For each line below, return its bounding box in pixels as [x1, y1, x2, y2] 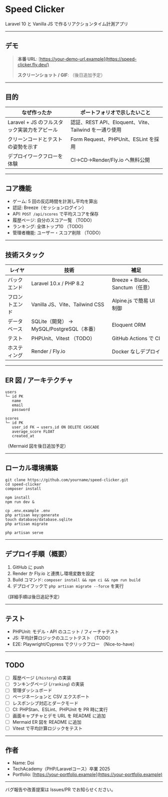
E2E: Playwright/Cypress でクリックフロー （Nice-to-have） [12, 641, 137, 647]
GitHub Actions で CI [111, 335, 160, 342]
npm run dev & [5, 499, 35, 505]
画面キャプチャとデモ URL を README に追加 [12, 713, 106, 719]
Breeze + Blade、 [111, 276, 153, 283]
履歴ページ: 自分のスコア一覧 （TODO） [12, 217, 95, 223]
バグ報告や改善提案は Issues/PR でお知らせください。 [5, 786, 116, 792]
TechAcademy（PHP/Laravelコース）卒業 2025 [12, 765, 110, 772]
